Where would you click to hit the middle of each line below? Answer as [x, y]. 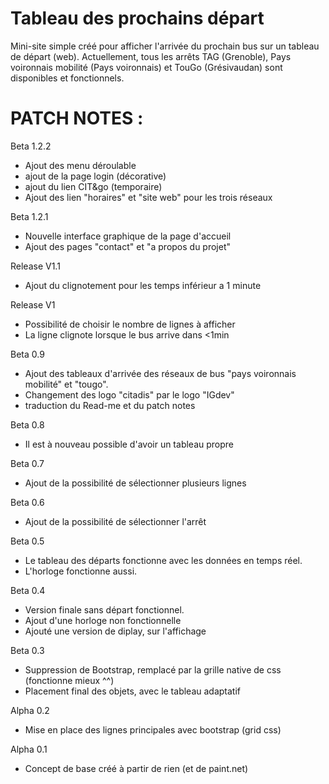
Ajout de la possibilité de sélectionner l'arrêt [115, 521]
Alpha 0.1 [29, 749]
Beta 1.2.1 [29, 216]
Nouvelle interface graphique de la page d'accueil [128, 236]
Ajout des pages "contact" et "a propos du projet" [128, 246]
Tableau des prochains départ [137, 18]
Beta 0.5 [27, 541]
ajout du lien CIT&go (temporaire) [93, 186]
